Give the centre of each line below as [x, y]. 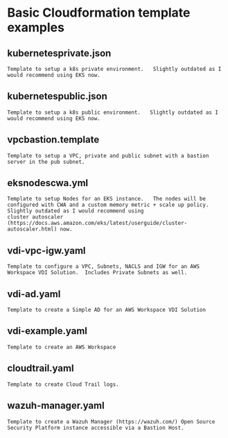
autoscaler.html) [32, 229]
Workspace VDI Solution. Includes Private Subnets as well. [97, 273]
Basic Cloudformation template [99, 13]
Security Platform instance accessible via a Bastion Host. [96, 428]
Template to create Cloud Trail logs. [63, 384]
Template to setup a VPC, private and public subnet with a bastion [108, 155]
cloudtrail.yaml [41, 368]
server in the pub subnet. [46, 162]
